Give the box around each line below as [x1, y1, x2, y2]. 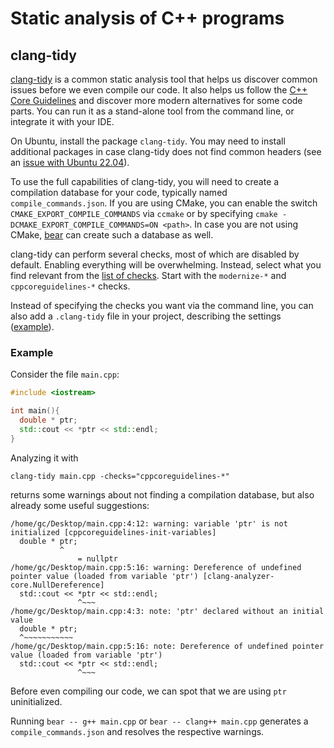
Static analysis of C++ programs [10, 7, 285, 30]
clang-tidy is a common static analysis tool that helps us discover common [10, 73, 318, 85]
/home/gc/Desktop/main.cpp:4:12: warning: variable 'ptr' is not [10, 518, 288, 529]
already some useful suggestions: [10, 499, 150, 511]
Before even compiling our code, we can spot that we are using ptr [10, 685, 287, 697]
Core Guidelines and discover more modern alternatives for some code [10, 95, 303, 106]
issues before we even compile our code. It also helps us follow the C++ [10, 84, 308, 96]
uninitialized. [10, 695, 63, 707]
